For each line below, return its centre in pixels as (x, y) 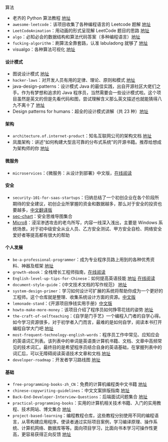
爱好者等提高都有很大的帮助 (41, 235)
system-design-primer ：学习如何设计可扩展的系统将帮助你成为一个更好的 (88, 291)
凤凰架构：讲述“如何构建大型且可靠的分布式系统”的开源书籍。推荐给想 (85, 142)
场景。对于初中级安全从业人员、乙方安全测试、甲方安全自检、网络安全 (89, 229)
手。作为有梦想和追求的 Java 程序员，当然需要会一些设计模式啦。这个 (85, 93)
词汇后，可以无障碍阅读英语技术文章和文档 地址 (61, 354)
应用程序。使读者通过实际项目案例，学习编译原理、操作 (96, 422)
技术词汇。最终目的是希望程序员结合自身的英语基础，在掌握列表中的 (92, 347)
